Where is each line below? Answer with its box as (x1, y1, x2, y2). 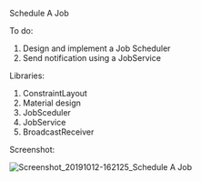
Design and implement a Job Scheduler (22, 43, 171, 54)
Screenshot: (9, 145, 55, 155)
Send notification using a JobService (22, 53, 162, 63)
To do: (9, 25, 34, 35)
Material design (22, 97, 82, 108)
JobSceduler (22, 107, 71, 117)
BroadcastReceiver (22, 126, 95, 137)
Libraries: (9, 70, 45, 81)
